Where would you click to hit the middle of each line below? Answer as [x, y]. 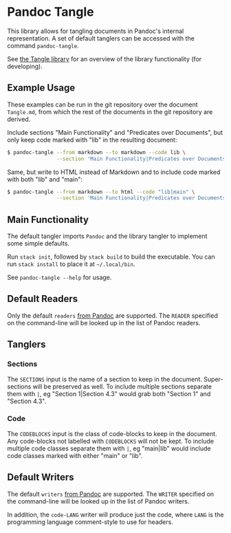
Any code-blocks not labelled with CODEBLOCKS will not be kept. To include [111, 441]
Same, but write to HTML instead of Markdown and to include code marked [114, 172]
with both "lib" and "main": [45, 179]
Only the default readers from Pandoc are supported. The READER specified [112, 315]
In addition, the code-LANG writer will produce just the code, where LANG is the [115, 514]
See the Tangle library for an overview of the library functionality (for [104, 58]
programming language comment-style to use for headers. [90, 522]
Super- [213, 379]
